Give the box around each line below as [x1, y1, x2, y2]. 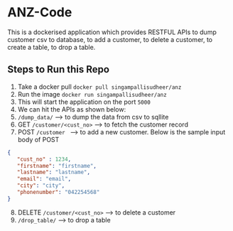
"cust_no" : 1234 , [16, 156, 72, 163]
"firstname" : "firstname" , [16, 162, 97, 169]
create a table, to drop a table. [7, 43, 96, 51]
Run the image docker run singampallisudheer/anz [17, 90, 167, 98]
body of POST [17, 135, 60, 144]
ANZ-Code [7, 4, 72, 21]
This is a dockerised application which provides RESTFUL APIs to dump [7, 28, 217, 36]
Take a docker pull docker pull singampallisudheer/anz [17, 82, 182, 91]
